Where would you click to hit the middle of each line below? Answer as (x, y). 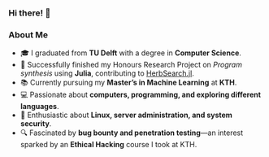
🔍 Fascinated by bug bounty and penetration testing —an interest (132, 133)
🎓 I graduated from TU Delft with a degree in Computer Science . (131, 53)
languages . (39, 107)
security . (36, 124)
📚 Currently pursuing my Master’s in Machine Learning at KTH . (128, 83)
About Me (28, 34)
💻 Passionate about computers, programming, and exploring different (141, 95)
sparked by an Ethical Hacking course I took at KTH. (108, 145)
